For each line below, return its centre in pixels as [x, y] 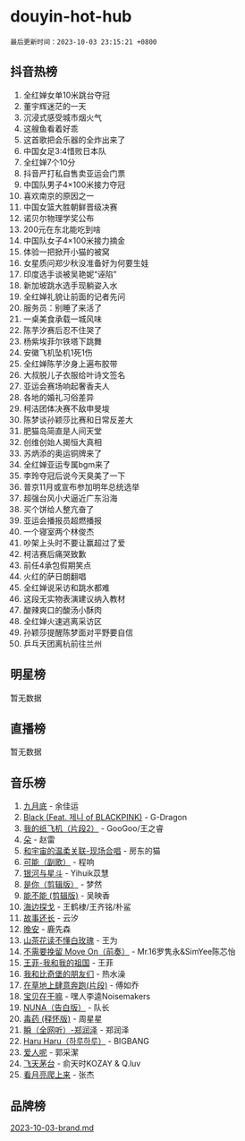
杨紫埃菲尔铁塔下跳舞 [62, 341]
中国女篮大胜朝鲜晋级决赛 [70, 207]
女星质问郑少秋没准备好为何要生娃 [86, 262]
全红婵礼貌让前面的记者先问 [74, 296]
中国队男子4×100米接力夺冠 [74, 184]
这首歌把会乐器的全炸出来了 [74, 140]
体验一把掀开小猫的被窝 [66, 252]
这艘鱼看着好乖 [51, 128]
